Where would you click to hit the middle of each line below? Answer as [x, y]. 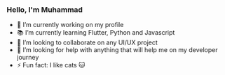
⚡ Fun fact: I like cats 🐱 [51, 65]
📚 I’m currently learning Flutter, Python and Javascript [96, 33]
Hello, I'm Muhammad [45, 10]
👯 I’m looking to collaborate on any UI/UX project [87, 42]
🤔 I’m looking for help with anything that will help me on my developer [117, 50]
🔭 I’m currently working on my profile [70, 25]
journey [28, 58]
